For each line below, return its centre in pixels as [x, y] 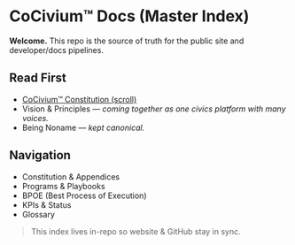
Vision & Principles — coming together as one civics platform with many [154, 109]
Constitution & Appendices [71, 176]
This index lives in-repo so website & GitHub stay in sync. [136, 231]
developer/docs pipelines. [57, 50]
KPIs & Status [47, 204]
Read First [38, 78]
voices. [35, 118]
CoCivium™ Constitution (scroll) [79, 99]
